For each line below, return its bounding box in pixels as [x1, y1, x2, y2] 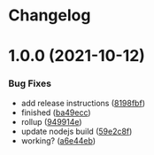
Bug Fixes [8, 77, 52, 89]
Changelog [8, 5, 91, 26]
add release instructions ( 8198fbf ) [20, 97, 145, 108]
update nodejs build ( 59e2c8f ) [20, 126, 133, 136]
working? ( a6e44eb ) [20, 135, 96, 146]
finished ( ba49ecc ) [20, 107, 91, 118]
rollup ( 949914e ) [20, 116, 82, 127]
